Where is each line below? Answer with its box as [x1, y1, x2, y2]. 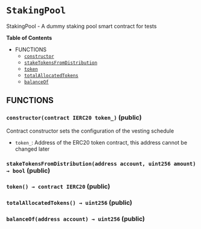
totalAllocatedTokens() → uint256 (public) [6, 198, 133, 207]
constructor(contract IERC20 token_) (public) [6, 113, 142, 122]
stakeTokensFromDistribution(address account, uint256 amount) [6, 160, 196, 167]
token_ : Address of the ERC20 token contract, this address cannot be [14, 139, 188, 146]
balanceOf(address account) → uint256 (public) [6, 215, 145, 223]
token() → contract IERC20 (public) [6, 183, 110, 191]
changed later [14, 145, 50, 152]
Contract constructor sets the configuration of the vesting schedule [6, 127, 174, 134]
